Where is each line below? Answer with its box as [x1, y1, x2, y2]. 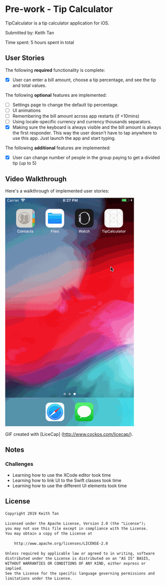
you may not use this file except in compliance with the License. [5, 526, 149, 531]
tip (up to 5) [12, 160, 37, 166]
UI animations [12, 107, 41, 113]
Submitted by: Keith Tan [5, 29, 54, 35]
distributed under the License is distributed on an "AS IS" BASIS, [5, 556, 151, 561]
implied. [5, 566, 23, 571]
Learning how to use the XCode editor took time [12, 472, 111, 478]
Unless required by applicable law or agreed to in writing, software [5, 551, 155, 556]
